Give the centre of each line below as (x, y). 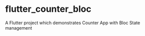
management (19, 28)
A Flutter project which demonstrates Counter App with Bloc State (73, 23)
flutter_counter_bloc (48, 9)
